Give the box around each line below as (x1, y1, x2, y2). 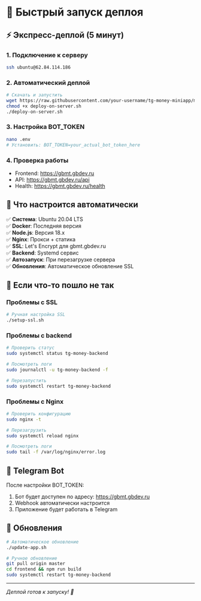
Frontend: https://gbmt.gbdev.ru (14, 170, 95, 177)
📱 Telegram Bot (6, 465, 65, 476)
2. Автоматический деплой (6, 78, 90, 87)
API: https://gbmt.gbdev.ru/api (14, 176, 90, 183)
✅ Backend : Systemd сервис (6, 249, 79, 256)
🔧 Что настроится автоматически (6, 200, 139, 210)
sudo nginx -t (6, 416, 42, 422)
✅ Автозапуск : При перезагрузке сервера (6, 256, 115, 263)
